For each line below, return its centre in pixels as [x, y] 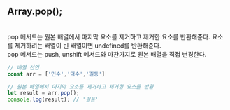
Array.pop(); [35, 12]
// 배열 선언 [23, 67]
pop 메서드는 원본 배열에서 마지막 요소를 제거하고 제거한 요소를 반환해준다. [109, 36]
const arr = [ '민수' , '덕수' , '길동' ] [56, 74]
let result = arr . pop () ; [43, 93]
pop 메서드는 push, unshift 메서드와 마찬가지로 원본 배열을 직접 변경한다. [107, 54]
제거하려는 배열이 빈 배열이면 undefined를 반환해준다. [88, 46]
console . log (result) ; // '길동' [53, 100]
